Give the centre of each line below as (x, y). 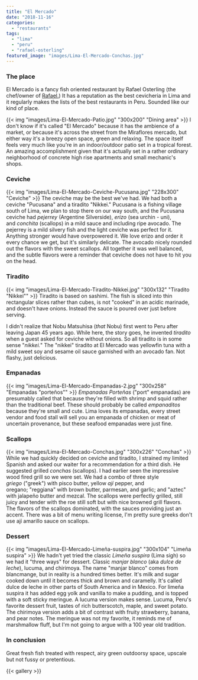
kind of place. (23, 108)
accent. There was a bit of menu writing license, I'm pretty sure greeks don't (99, 515)
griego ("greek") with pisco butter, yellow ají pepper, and (75, 483)
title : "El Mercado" (32, 12)
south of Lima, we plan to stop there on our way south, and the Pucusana (95, 211)
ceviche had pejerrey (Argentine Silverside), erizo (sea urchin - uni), (89, 217)
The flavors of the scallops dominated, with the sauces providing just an (94, 509)
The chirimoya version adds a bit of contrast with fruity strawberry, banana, (98, 612)
